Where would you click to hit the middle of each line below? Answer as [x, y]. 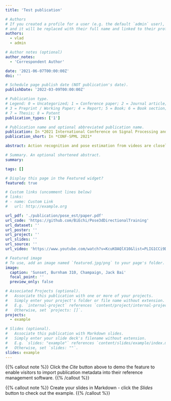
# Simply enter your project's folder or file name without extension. [85, 300]
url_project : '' [22, 235]
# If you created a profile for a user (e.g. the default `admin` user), [85, 24]
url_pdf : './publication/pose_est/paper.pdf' [54, 216]
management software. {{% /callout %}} [48, 378]
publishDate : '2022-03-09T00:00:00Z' [45, 90]
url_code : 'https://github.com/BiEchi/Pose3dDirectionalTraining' [77, 220]
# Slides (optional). [28, 329]
